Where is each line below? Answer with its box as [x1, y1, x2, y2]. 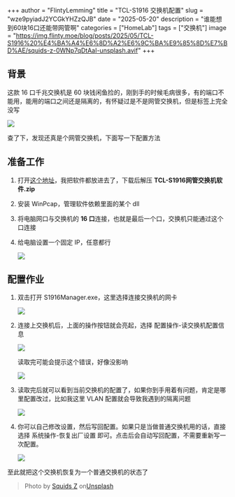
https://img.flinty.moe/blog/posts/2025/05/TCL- [15, 31, 154, 40]
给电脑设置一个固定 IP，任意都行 [17, 238, 111, 246]
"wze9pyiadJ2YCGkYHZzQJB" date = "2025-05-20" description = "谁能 [7, 15, 217, 23]
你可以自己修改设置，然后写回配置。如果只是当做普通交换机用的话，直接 [17, 422, 226, 431]
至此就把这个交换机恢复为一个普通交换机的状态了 [7, 468, 148, 477]
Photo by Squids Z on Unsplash [24, 482, 114, 491]
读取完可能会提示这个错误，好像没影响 [17, 358, 128, 366]
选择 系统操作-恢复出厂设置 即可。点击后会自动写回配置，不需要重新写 [17, 431, 220, 440]
